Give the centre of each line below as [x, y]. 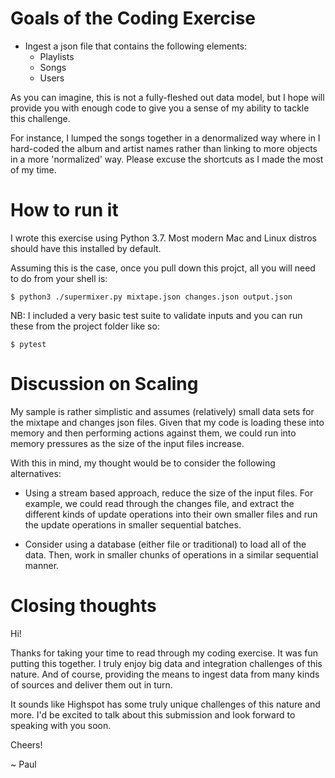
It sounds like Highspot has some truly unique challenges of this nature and [165, 704]
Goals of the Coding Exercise [133, 18]
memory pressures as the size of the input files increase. [127, 443]
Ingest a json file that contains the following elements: [136, 46]
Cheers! [26, 744]
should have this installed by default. [86, 248]
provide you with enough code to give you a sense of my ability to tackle [160, 108]
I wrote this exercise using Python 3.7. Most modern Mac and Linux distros [163, 238]
